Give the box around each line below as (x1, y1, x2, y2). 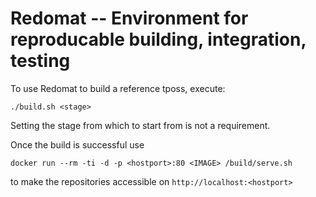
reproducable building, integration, (10, 28, 307, 51)
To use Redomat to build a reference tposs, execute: (10, 82, 226, 94)
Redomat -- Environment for (10, 7, 249, 30)
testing (10, 50, 71, 72)
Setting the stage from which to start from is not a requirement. (10, 119, 271, 131)
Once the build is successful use (10, 138, 145, 151)
